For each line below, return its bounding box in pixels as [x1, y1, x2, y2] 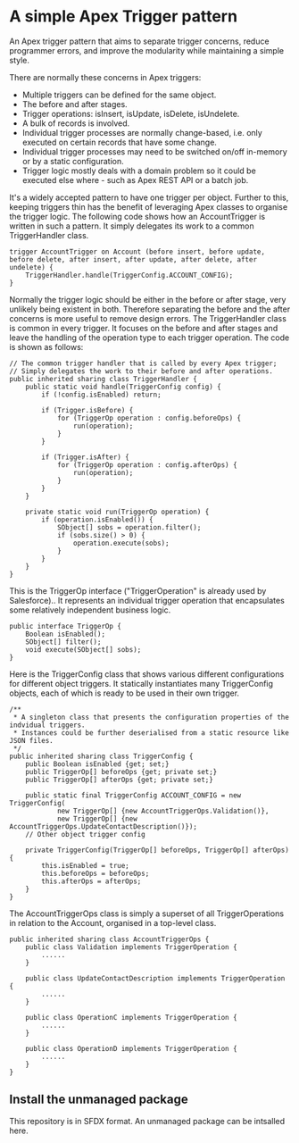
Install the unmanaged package [9, 1092, 189, 1107]
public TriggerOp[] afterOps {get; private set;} [25, 775, 214, 784]
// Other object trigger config [25, 830, 145, 838]
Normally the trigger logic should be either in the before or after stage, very [9, 294, 287, 305]
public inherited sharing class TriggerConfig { [9, 752, 194, 761]
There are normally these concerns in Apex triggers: [9, 71, 202, 82]
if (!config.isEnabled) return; [41, 390, 162, 399]
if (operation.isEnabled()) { [41, 515, 154, 524]
